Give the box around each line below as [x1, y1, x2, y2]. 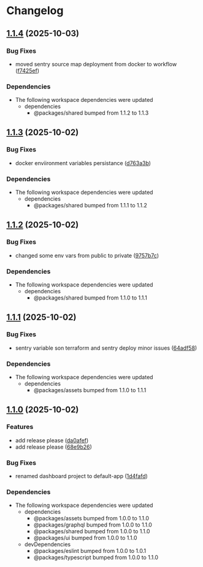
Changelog [6, 4, 64, 18]
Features [6, 423, 34, 431]
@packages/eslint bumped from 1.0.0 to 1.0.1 [33, 547, 146, 555]
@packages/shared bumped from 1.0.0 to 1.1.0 [33, 528, 150, 535]
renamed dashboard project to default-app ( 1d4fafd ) [15, 472, 148, 480]
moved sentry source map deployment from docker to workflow [15, 60, 177, 67]
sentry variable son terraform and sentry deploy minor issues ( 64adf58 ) [15, 344, 197, 352]
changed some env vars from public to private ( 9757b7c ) [15, 252, 159, 259]
